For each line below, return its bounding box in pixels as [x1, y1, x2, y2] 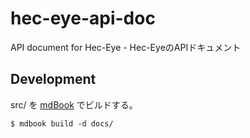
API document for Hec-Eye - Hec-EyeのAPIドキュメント [10, 41, 242, 53]
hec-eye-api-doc [10, 7, 156, 30]
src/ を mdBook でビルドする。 [10, 98, 138, 111]
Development [10, 71, 97, 88]
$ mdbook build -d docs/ [10, 118, 114, 129]
